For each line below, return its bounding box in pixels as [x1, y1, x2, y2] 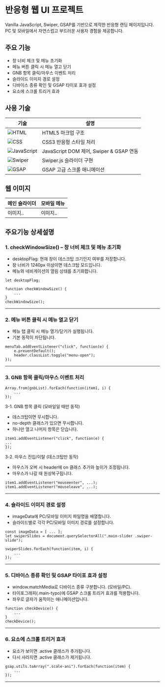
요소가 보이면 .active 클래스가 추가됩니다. [12, 648, 92, 654]
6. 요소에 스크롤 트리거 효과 [5, 636, 66, 643]
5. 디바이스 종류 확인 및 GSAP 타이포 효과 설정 [5, 572, 108, 578]
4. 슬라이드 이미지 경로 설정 [5, 501, 66, 508]
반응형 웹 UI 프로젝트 [5, 4, 83, 16]
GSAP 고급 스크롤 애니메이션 [42, 166, 105, 173]
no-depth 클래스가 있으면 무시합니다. [12, 420, 84, 426]
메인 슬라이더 [7, 200, 36, 207]
